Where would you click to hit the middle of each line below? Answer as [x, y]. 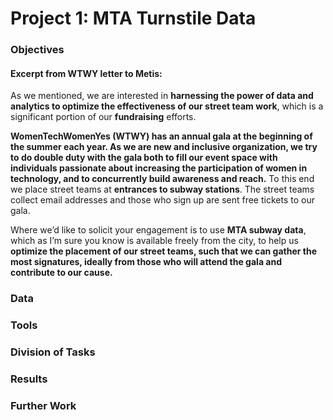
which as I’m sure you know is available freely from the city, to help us [154, 241]
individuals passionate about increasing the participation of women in [159, 168]
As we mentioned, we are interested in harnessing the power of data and [162, 96]
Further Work [43, 405]
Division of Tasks [53, 352]
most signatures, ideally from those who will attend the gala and [146, 262]
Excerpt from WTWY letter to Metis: [86, 73]
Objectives [37, 50]
